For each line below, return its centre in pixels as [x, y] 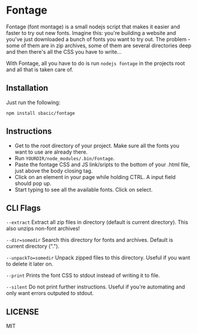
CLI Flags [24, 208]
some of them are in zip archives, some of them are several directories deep [99, 46]
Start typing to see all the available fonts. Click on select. [83, 189]
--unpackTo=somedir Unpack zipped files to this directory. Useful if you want [98, 258]
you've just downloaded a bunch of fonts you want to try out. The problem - [98, 39]
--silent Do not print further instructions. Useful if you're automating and [96, 287]
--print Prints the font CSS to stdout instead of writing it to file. [83, 275]
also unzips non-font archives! [43, 229]
